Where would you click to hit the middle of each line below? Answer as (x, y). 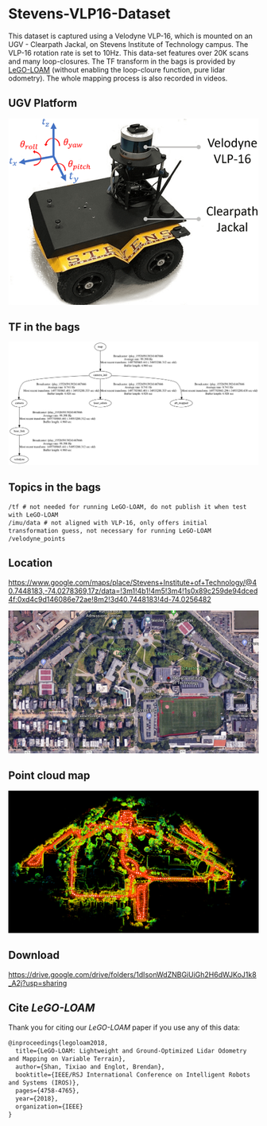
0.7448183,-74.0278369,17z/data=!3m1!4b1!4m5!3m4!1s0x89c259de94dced (133, 591)
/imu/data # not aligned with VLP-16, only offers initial (108, 522)
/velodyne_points (37, 538)
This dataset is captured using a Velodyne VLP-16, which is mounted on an (130, 36)
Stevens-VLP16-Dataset (89, 14)
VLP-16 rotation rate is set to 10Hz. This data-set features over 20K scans (128, 53)
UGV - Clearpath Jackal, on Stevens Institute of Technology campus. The (128, 44)
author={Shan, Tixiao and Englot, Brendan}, (90, 1067)
